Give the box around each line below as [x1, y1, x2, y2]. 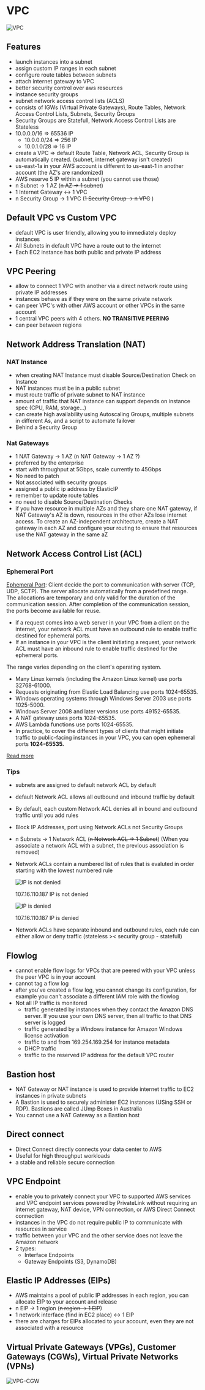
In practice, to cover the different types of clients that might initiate [15, 727, 184, 735]
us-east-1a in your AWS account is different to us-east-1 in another [15, 162, 184, 169]
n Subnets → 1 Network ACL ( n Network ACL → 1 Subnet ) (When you [15, 835, 188, 843]
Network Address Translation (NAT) [6, 339, 146, 349]
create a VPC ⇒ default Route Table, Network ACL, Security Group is [15, 149, 190, 156]
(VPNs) [6, 1361, 35, 1372]
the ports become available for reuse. [6, 607, 101, 615]
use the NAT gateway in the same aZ [15, 531, 108, 538]
